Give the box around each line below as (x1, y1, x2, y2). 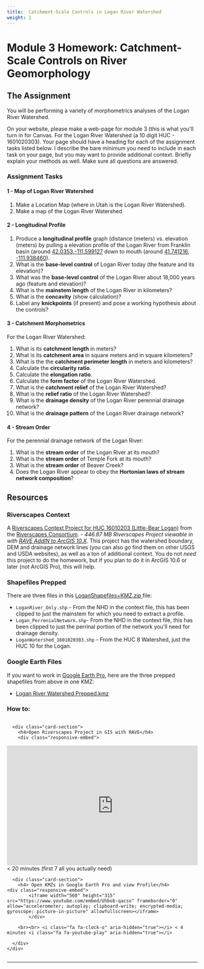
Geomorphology (7, 66, 91, 80)
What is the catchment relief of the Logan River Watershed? (15, 384, 166, 391)
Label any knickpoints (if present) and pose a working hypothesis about (15, 299, 196, 307)
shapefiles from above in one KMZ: (7, 678, 94, 685)
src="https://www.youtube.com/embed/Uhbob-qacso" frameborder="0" (7, 897, 178, 904)
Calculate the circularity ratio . (15, 365, 91, 372)
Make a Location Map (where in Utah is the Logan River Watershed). (15, 201, 186, 208)
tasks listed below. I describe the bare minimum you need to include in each (7, 144, 196, 152)
